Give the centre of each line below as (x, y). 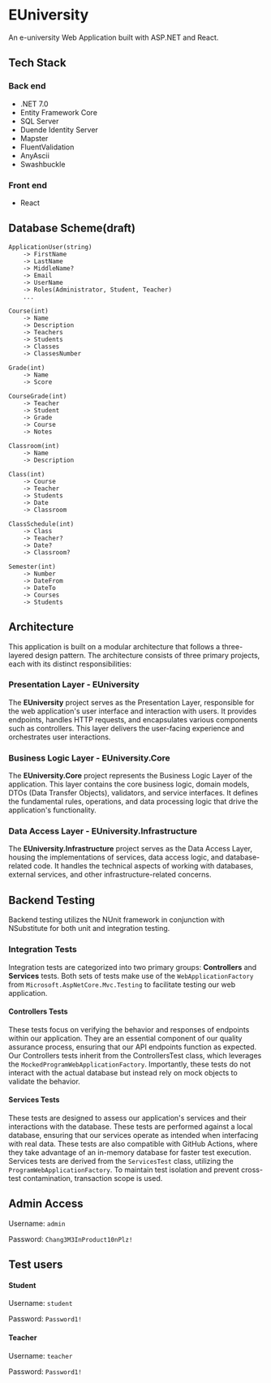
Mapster (34, 138)
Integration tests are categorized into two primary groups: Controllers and (133, 967)
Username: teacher (41, 1355)
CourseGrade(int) (38, 396)
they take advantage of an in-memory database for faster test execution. (130, 1152)
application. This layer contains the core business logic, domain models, (129, 784)
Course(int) (28, 311)
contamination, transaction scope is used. (93, 1178)
